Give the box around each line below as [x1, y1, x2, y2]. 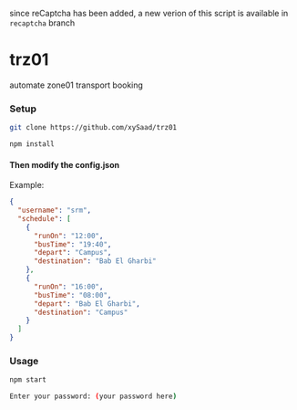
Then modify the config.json [9, 159, 120, 170]
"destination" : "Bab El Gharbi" [33, 257, 157, 266]
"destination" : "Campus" [33, 308, 128, 317]
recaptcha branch [9, 17, 76, 28]
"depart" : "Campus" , [33, 248, 112, 258]
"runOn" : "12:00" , [33, 231, 104, 240]
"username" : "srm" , [17, 205, 92, 216]
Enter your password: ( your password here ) [9, 392, 178, 401]
